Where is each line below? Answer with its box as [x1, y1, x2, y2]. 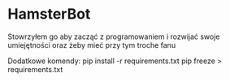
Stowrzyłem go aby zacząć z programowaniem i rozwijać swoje [7, 32, 220, 41]
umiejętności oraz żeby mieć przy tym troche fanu [7, 40, 176, 49]
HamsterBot [7, 5, 91, 23]
